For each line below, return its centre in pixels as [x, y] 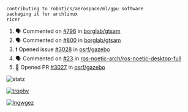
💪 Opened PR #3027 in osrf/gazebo [60, 67]
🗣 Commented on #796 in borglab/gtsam [68, 31]
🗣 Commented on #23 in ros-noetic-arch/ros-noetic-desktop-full [98, 58]
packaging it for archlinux [42, 14]
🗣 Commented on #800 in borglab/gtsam [68, 40]
